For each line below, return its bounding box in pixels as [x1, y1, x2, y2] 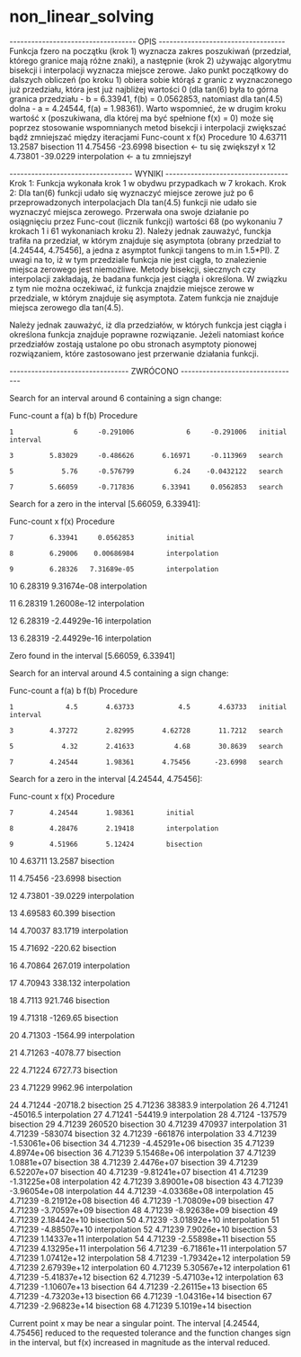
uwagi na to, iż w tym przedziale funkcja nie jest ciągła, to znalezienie [9, 254, 268, 265]
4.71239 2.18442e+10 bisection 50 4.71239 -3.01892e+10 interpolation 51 [9, 1214, 280, 1225]
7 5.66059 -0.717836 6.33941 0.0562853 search [9, 482, 283, 491]
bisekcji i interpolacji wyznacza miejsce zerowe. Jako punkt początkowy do [9, 65, 289, 76]
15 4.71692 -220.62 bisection [9, 942, 117, 953]
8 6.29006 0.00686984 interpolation [9, 549, 219, 558]
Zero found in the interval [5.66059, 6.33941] [9, 650, 175, 661]
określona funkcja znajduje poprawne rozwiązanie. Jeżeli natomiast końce [9, 328, 285, 339]
